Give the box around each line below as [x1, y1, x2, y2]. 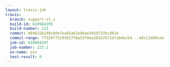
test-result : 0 [10, 54, 42, 59]
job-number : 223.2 [10, 45, 49, 50]
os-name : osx [10, 49, 37, 54]
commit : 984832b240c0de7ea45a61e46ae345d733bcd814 [10, 31, 119, 36]
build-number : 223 [10, 26, 49, 31]
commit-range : [10, 36, 39, 41]
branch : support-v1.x [10, 17, 56, 22]
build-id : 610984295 [10, 21, 53, 27]
